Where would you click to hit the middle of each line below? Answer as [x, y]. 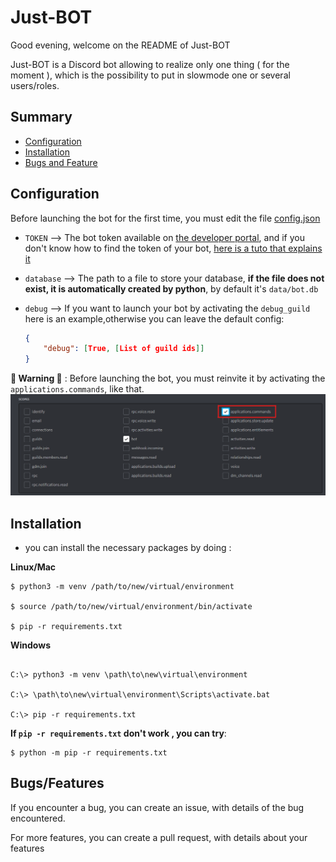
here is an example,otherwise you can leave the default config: [154, 318]
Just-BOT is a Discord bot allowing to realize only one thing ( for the [150, 64]
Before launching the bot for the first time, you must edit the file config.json [165, 218]
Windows [30, 645]
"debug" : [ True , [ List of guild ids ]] [124, 349]
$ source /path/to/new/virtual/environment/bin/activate [131, 606]
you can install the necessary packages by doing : [128, 547]
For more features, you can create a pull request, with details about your [159, 837]
